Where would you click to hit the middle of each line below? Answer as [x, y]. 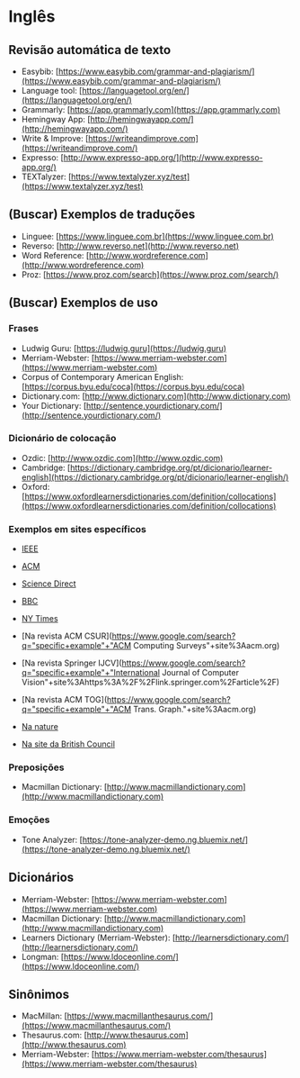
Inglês [32, 17]
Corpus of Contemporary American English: [102, 376]
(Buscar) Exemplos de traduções [102, 215]
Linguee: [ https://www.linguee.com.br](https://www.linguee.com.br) [148, 236]
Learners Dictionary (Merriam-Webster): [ [98, 938]
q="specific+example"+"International [91, 673]
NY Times [40, 619]
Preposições [36, 767]
